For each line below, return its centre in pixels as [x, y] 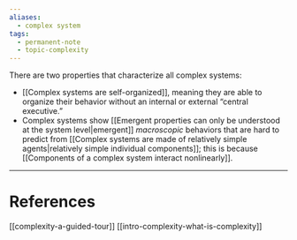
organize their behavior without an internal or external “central [135, 101]
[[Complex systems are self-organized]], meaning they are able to [142, 93]
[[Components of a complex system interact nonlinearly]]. [127, 158]
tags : [19, 34]
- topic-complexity [53, 50]
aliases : [25, 17]
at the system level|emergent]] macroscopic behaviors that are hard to [151, 130]
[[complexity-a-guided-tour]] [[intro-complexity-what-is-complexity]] [136, 227]
